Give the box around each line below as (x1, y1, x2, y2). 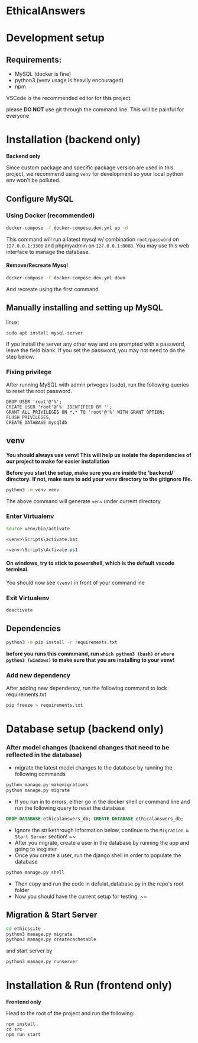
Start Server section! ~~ (14, 833, 76, 840)
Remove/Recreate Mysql (6, 262, 68, 269)
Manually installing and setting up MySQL (6, 303, 163, 313)
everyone (6, 112, 30, 120)
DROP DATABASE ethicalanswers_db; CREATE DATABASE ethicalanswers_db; (6, 816, 184, 822)
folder (14, 886, 30, 893)
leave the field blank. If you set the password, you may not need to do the (6, 346, 185, 353)
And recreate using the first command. (6, 285, 100, 292)
